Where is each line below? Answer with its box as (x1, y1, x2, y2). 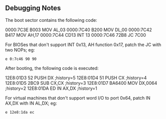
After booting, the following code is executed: (5, 65, 99, 71)
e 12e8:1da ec (5, 110, 35, 115)
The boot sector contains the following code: (5, 17, 97, 23)
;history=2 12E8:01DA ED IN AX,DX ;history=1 (5, 85, 97, 91)
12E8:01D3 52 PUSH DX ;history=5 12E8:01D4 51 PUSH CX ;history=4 (5, 74, 147, 81)
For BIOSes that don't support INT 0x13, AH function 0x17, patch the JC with (5, 42, 162, 48)
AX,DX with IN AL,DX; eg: (5, 100, 57, 106)
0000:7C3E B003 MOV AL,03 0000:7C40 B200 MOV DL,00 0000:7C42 (5, 27, 152, 33)
